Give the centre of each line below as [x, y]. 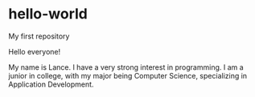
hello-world [48, 14]
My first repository [39, 36]
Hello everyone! [35, 51]
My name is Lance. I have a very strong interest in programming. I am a [126, 67]
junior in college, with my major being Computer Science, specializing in [128, 75]
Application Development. [51, 84]
